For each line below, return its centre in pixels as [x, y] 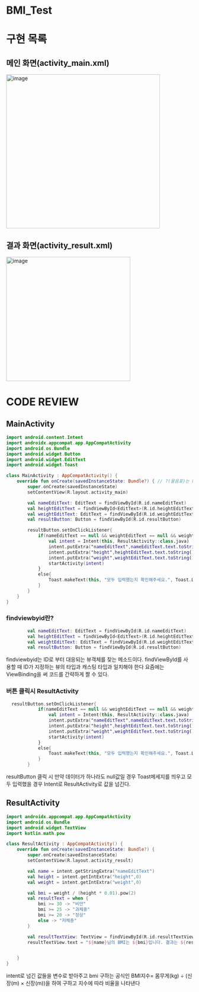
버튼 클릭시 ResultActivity [42, 691]
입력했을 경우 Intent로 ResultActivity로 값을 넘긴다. [71, 784]
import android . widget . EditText [46, 460]
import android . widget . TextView [46, 828]
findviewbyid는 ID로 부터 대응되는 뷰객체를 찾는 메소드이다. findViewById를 [94, 660]
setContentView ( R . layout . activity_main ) [78, 492]
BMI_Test [29, 10]
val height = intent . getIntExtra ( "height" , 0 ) [85, 877]
